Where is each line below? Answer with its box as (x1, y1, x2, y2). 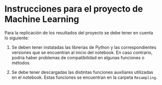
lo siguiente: (4, 35, 29, 41)
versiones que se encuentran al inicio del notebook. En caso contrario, (11, 50, 153, 55)
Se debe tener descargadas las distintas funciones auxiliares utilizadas (11, 69, 153, 75)
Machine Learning (4, 14, 80, 25)
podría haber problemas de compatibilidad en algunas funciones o (11, 54, 145, 60)
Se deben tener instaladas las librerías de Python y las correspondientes (11, 44, 157, 50)
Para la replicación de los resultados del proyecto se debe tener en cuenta (4, 30, 153, 35)
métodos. (11, 60, 31, 66)
